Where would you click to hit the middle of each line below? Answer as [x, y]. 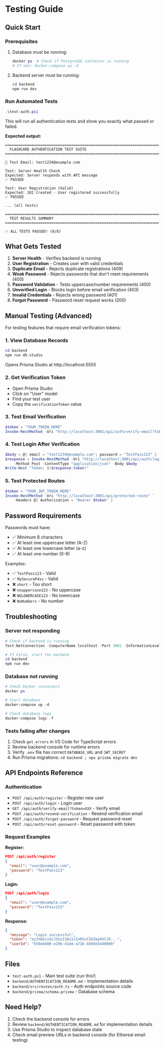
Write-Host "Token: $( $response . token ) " [47, 468]
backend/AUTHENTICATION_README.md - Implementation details [73, 981]
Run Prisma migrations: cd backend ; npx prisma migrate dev [75, 757]
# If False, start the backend [37, 655]
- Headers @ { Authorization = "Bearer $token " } [63, 500]
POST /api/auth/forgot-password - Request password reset [72, 818]
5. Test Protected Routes [35, 481]
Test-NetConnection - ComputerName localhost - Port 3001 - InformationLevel [83, 646]
